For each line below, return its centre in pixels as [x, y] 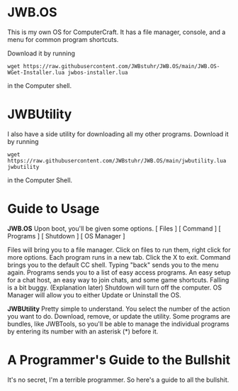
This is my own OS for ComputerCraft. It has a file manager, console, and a [117, 32]
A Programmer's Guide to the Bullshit [119, 360]
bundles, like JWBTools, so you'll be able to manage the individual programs [118, 324]
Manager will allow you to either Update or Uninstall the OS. [95, 294]
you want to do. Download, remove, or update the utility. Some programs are [119, 316]
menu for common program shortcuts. [63, 39]
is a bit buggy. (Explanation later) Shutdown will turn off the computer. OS [114, 287]
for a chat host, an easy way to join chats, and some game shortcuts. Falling [118, 280]
